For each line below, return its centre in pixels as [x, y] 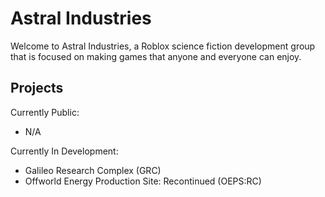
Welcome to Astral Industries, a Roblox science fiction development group [163, 46]
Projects [37, 88]
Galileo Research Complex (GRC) [93, 170]
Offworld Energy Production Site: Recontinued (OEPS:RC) [143, 181]
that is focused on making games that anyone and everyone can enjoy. [156, 56]
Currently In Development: [64, 151]
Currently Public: [45, 112]
